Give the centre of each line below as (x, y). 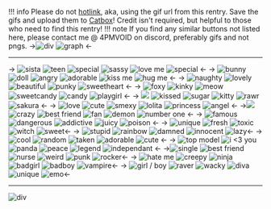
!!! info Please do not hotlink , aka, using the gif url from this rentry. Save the (133, 12)
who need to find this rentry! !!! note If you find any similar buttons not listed (134, 29)
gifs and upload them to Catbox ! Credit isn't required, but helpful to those (130, 20)
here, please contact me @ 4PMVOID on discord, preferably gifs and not (129, 37)
